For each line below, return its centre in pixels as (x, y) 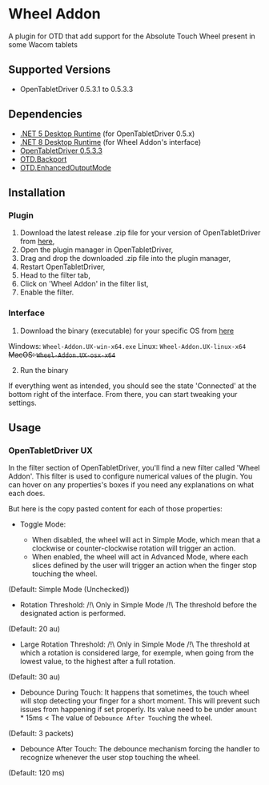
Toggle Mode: (43, 524)
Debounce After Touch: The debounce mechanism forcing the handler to (140, 749)
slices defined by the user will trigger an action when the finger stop (145, 566)
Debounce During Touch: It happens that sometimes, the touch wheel (134, 692)
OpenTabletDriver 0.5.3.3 (61, 150)
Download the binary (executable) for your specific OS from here (127, 330)
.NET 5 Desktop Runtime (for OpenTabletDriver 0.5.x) (107, 134)
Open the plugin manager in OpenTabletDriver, (96, 250)
